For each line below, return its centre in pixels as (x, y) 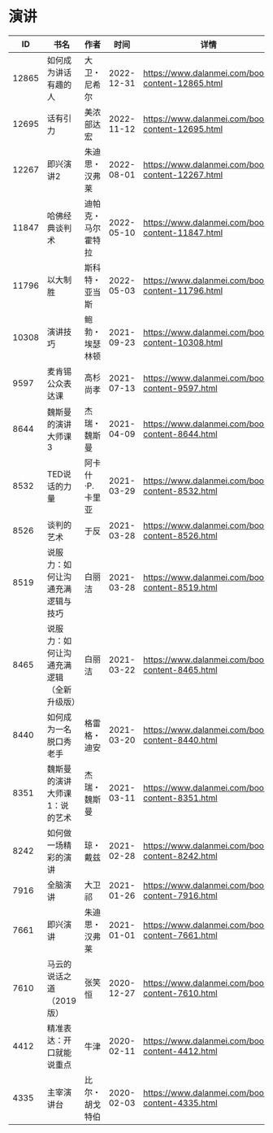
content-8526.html (180, 535)
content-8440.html (180, 739)
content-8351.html (180, 798)
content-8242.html (180, 856)
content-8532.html (180, 490)
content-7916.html (180, 896)
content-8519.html (180, 587)
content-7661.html (180, 935)
